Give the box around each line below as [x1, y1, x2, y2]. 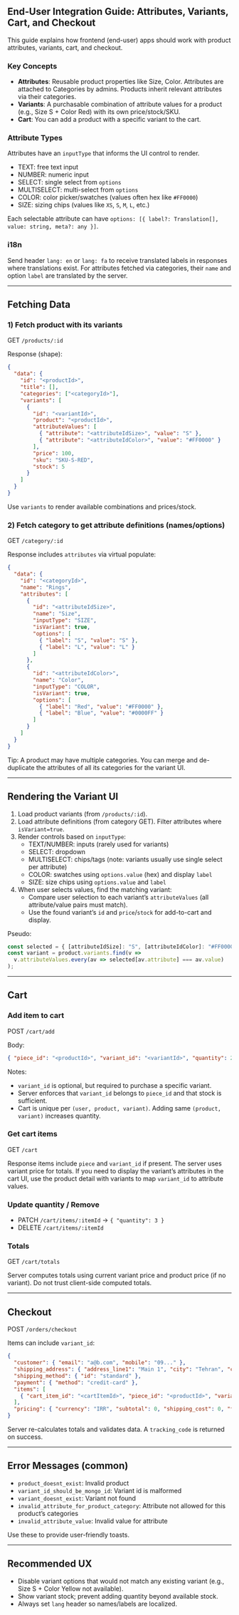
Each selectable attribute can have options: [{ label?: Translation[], [7, 214, 219, 223]
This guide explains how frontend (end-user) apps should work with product [7, 36, 231, 44]
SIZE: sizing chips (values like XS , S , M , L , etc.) [17, 201, 150, 209]
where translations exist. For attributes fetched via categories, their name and [7, 264, 231, 272]
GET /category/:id [7, 536, 63, 545]
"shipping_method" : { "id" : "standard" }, [14, 1372, 142, 1379]
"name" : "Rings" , [20, 583, 72, 591]
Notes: [7, 1067, 27, 1076]
